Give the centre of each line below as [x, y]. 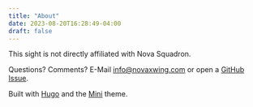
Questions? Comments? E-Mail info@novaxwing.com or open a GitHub [126, 70]
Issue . [19, 79]
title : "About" [34, 16]
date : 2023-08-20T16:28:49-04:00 [65, 24]
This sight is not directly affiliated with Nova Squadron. [100, 54]
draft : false [30, 31]
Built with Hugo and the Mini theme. [68, 94]
